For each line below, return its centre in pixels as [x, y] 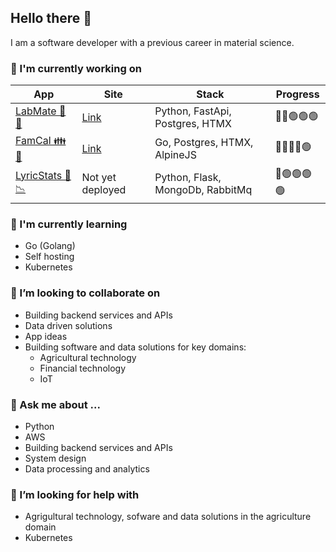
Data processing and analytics [87, 469]
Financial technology [83, 368]
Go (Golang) [50, 246]
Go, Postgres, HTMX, [204, 142]
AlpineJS [175, 154]
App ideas [46, 336]
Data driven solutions [68, 325]
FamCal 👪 [41, 141]
